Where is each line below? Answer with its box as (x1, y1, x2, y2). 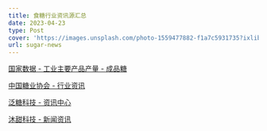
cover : (8, 33, 30, 42)
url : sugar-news (8, 41, 62, 49)
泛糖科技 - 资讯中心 (8, 98, 72, 107)
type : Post (8, 26, 44, 34)
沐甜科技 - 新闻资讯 (8, 114, 72, 124)
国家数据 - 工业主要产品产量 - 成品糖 (8, 64, 127, 74)
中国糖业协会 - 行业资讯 (8, 81, 86, 91)
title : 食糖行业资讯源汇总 (8, 11, 87, 20)
